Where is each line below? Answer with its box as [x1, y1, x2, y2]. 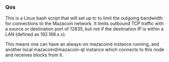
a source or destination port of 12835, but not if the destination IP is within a [5, 26, 164, 32]
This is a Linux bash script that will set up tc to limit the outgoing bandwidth [5, 15, 163, 21]
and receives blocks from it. [5, 52, 63, 58]
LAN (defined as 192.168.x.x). [5, 32, 66, 38]
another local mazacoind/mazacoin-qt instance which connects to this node [5, 47, 164, 53]
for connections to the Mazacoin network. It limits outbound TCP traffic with [5, 20, 164, 26]
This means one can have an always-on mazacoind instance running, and [5, 41, 159, 47]
